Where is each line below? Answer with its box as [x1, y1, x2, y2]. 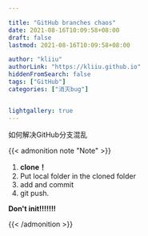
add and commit [19, 179, 74, 189]
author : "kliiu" [8, 55, 62, 64]
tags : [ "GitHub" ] [8, 78, 66, 86]
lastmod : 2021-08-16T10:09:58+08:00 [8, 41, 130, 49]
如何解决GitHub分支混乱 [8, 130, 88, 139]
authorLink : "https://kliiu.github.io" [8, 63, 142, 71]
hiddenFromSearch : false [8, 70, 91, 78]
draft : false [8, 34, 52, 42]
